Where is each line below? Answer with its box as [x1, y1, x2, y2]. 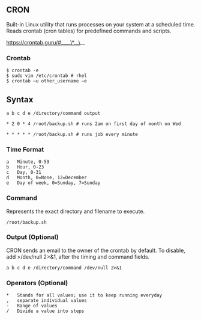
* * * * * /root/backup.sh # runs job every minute [6, 131, 138, 137]
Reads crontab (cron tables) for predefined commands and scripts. [6, 27, 172, 34]
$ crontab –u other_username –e [6, 78, 87, 84]
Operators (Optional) [6, 278, 68, 287]
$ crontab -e [6, 67, 39, 74]
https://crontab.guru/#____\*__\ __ [6, 38, 86, 46]
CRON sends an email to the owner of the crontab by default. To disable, [6, 247, 186, 254]
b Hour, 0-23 [6, 164, 44, 170]
